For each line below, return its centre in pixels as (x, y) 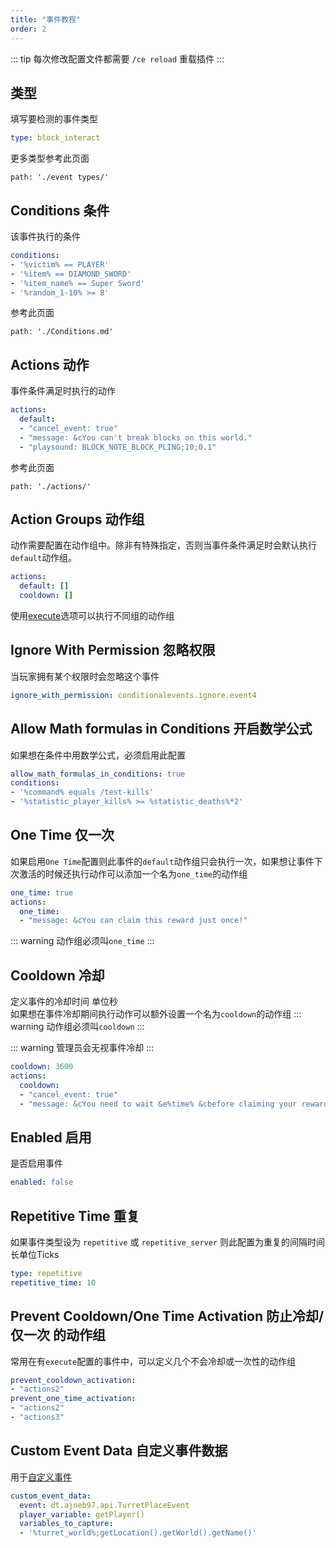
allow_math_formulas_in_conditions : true (98, 774)
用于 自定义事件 (41, 1477)
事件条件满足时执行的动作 (63, 391)
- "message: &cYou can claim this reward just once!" (133, 921)
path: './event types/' (60, 177)
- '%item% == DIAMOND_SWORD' (71, 274)
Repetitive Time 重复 (75, 1216)
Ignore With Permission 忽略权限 (113, 650)
